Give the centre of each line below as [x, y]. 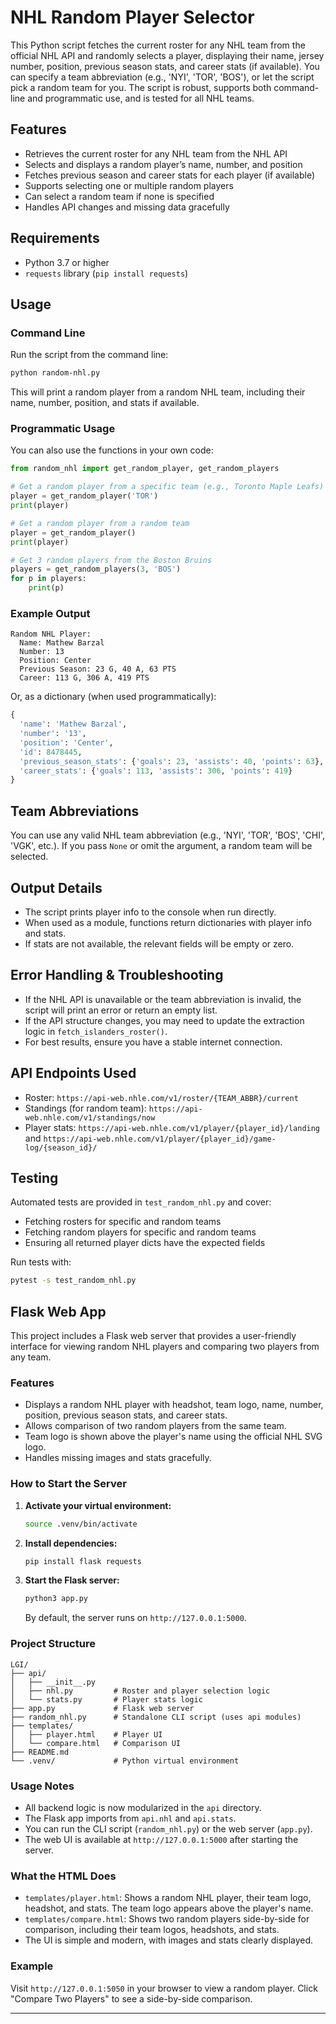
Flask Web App [58, 1311]
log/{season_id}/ [61, 1147]
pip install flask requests [83, 1561]
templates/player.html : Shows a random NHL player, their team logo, [168, 1898]
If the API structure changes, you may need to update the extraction [164, 1020]
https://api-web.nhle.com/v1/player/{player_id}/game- [160, 1139]
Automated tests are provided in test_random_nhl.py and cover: [141, 1202]
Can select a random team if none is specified [119, 196]
